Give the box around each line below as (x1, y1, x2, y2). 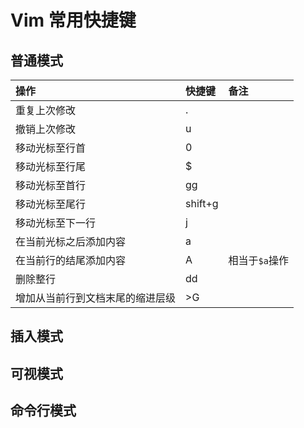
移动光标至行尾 (15, 160, 87, 173)
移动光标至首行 (15, 179, 87, 192)
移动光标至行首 (15, 141, 87, 155)
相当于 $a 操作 (228, 254, 289, 267)
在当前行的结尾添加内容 (15, 254, 127, 267)
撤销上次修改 (15, 122, 77, 136)
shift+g (185, 197, 219, 210)
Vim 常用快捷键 (10, 9, 137, 32)
